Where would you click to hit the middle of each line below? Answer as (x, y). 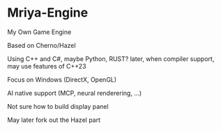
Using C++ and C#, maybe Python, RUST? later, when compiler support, (111, 59)
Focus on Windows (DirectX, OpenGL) (62, 79)
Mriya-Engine (48, 13)
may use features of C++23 (47, 66)
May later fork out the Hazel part (54, 120)
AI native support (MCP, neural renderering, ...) (75, 93)
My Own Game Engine (39, 32)
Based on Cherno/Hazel (41, 45)
